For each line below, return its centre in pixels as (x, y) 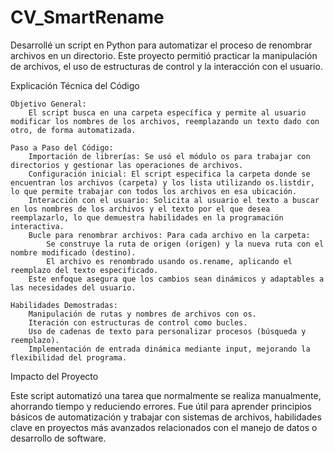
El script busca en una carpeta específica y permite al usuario (167, 112)
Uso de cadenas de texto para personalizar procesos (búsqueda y (167, 331)
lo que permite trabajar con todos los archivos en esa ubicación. (154, 191)
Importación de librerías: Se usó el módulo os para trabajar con (169, 156)
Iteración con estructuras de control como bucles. (138, 322)
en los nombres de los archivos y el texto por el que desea (140, 209)
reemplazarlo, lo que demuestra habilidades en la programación (147, 217)
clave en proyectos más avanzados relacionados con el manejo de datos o (164, 427)
